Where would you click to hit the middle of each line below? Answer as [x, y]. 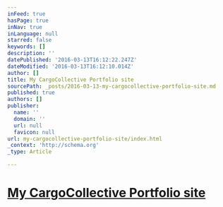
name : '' [26, 112]
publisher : [23, 106]
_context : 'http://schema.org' [53, 146]
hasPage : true [28, 20]
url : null [28, 125]
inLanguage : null [33, 34]
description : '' [31, 54]
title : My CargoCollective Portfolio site [71, 79]
